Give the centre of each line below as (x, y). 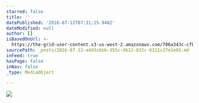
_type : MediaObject (30, 72)
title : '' (18, 17)
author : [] (20, 34)
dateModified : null (30, 28)
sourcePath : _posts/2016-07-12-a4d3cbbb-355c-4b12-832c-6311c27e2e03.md (98, 50)
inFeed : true (22, 56)
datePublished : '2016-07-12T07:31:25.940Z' (61, 22)
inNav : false (22, 67)
